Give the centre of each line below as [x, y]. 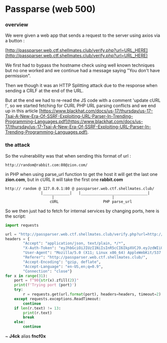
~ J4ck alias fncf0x [26, 336]
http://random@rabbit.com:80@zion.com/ [46, 165]
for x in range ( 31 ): [27, 276]
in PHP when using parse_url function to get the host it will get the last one [82, 174]
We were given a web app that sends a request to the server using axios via [83, 35]
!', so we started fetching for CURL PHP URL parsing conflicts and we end [81, 106]
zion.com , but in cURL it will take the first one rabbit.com [64, 179]
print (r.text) [38, 313]
